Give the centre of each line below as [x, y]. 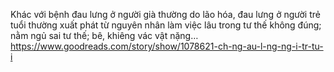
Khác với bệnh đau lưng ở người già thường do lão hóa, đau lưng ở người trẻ [165, 14]
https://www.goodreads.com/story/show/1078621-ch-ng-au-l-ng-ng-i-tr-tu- [167, 46]
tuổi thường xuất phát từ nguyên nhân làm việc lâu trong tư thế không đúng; [166, 25]
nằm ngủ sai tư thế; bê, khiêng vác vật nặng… [104, 35]
